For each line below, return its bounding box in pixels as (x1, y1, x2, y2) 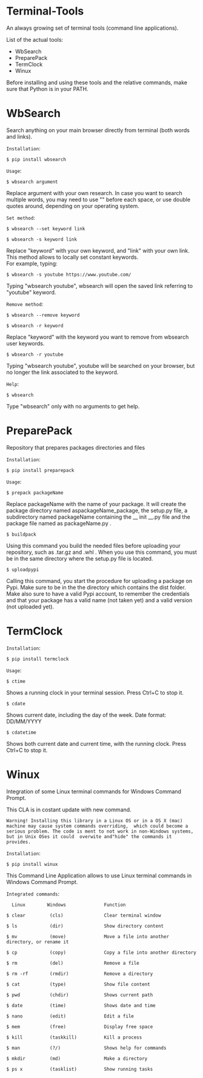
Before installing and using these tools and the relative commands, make (6, 79, 188, 86)
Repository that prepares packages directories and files (6, 444, 145, 451)
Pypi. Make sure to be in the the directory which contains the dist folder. (6, 584, 186, 591)
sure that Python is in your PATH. (6, 85, 89, 92)
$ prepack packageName (6, 490, 64, 496)
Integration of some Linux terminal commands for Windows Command (6, 788, 182, 795)
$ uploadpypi (6, 567, 39, 573)
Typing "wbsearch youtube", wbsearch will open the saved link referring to (6, 282, 193, 289)
